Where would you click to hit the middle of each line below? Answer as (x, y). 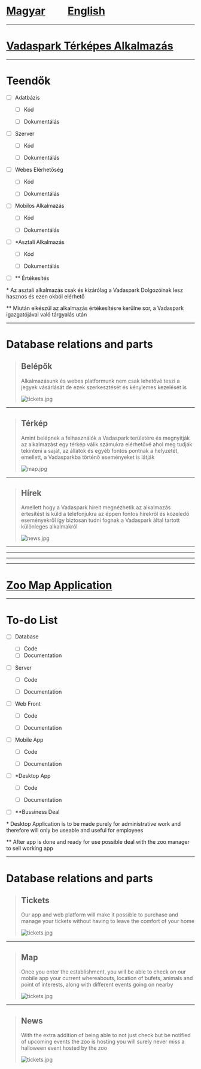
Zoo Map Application (59, 585)
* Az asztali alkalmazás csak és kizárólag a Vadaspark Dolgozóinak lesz (95, 290)
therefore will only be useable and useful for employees (75, 831)
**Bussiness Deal (37, 812)
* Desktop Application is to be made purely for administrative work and (94, 824)
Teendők (28, 81)
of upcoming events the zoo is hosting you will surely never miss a (103, 1041)
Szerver (25, 134)
